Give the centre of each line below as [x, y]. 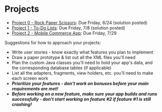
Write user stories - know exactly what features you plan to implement [82, 52]
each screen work [30, 78]
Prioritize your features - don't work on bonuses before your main [80, 83]
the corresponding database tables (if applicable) [61, 68]
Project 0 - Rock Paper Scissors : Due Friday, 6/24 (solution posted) [80, 23]
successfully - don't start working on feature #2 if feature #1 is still [81, 99]
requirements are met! [35, 88]
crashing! [22, 104]
